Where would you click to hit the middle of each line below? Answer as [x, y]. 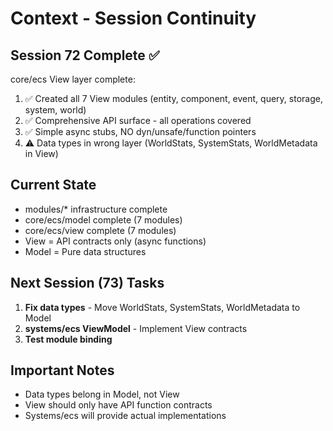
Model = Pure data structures [85, 251]
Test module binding [68, 339]
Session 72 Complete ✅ [85, 55]
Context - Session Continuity [133, 18]
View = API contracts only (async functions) [115, 241]
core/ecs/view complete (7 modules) [100, 230]
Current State [53, 185]
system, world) [55, 110]
